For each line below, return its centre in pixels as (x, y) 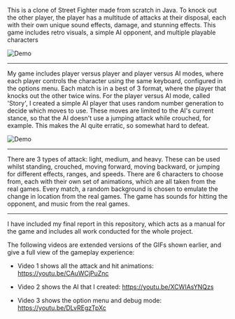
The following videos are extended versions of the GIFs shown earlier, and (114, 245)
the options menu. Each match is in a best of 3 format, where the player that (117, 88)
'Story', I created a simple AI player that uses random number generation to (115, 103)
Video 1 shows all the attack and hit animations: (85, 266)
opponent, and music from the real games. (69, 204)
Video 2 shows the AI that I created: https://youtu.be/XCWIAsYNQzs (115, 287)
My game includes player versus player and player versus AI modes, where (115, 73)
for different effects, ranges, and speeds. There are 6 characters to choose (115, 174)
